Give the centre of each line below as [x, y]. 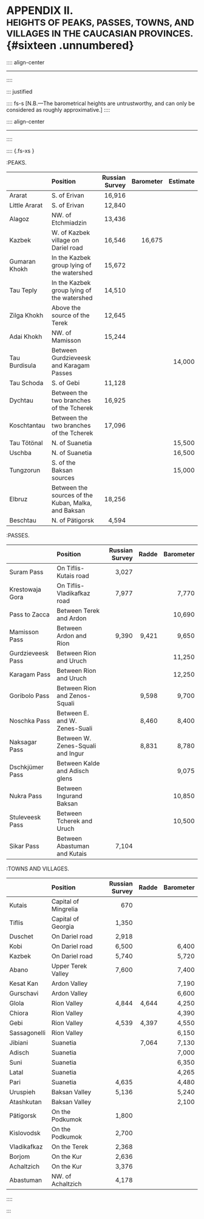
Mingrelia [65, 909]
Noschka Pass [30, 720]
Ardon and [72, 635]
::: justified [19, 91]
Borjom [20, 1156]
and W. [67, 720]
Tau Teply [23, 290]
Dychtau [21, 400]
